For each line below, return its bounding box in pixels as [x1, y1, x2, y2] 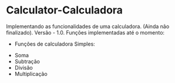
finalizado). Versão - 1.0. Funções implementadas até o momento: [6, 29, 165, 36]
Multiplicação [14, 70, 48, 77]
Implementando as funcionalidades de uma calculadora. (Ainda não [6, 23, 170, 30]
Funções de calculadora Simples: [14, 40, 95, 47]
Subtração [14, 58, 40, 65]
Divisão [14, 64, 33, 71]
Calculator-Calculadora [6, 4, 123, 17]
